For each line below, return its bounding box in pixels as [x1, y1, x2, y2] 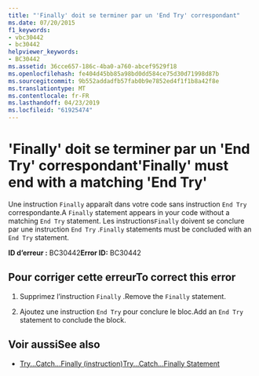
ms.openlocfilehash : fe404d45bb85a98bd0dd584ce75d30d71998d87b [8, 70, 220, 78]
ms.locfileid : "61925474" [8, 107, 93, 115]
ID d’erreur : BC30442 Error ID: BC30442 [8, 248, 141, 257]
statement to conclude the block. [19, 315, 127, 324]
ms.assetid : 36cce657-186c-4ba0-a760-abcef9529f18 [8, 63, 177, 71]
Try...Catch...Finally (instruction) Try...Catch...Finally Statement [19, 359, 220, 368]
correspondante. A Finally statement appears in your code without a [8, 207, 230, 217]
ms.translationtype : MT [8, 84, 86, 93]
